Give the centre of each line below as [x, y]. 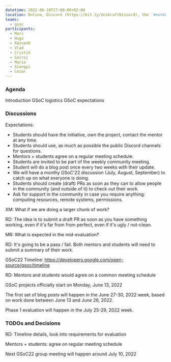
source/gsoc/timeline [27, 265]
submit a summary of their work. [39, 249]
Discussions [21, 114]
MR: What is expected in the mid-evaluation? [52, 234]
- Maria [18, 62]
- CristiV [20, 52]
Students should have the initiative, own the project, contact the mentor [88, 134]
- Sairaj [19, 57]
